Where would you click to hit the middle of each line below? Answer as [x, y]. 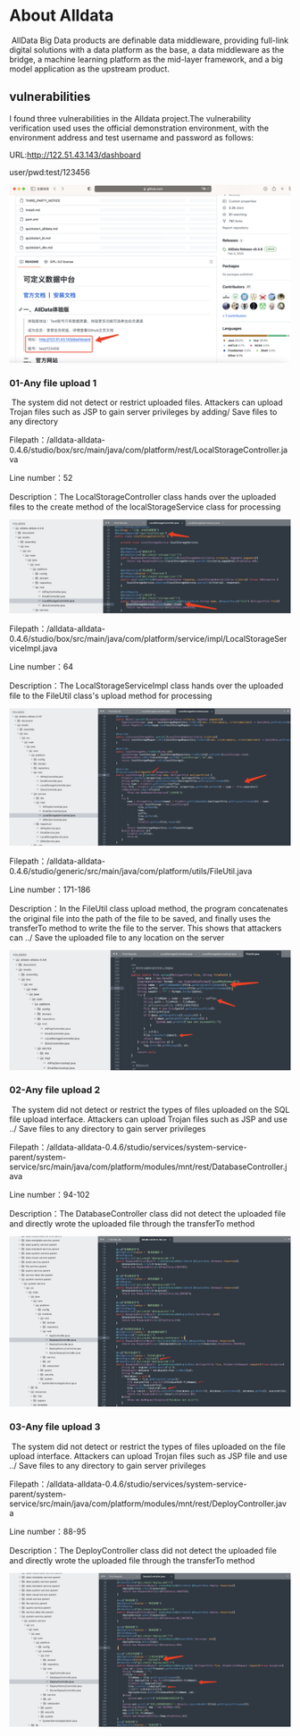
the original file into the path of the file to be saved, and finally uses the [140, 919]
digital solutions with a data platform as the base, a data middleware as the [147, 49]
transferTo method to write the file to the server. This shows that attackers [146, 928]
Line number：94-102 [50, 1194]
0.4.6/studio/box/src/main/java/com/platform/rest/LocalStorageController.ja [149, 450]
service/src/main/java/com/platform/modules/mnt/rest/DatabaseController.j [148, 1167]
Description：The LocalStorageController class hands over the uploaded [143, 496]
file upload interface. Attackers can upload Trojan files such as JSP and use [148, 1119]
